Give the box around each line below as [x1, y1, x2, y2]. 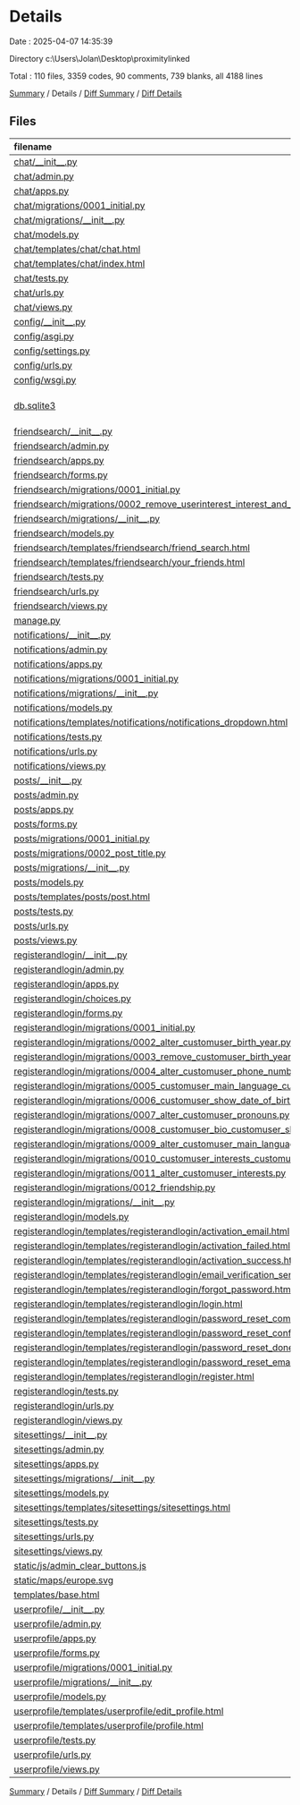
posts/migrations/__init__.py [13, 861, 130, 873]
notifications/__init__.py [13, 628, 112, 641]
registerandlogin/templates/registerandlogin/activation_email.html [13, 1224, 290, 1237]
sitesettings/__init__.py [13, 1428, 108, 1441]
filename [13, 140, 53, 153]
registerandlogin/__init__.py [13, 949, 128, 961]
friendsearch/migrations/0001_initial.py [13, 483, 180, 496]
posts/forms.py [13, 817, 78, 830]
